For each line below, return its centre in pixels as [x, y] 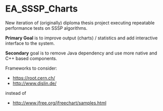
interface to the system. [30, 43]
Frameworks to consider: [31, 68]
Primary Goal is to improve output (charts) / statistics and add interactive [81, 38]
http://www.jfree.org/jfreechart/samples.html [59, 103]
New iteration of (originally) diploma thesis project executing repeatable [80, 23]
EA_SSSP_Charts [42, 9]
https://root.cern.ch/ [34, 78]
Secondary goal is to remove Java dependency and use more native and [81, 53]
